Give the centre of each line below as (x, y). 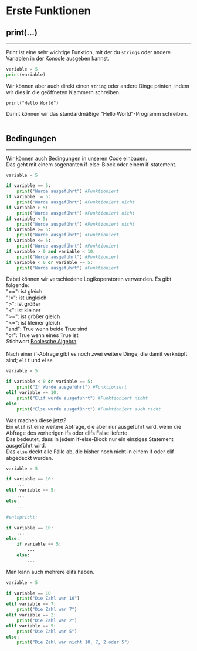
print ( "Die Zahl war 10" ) (48, 599)
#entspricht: (22, 517)
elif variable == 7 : (31, 604)
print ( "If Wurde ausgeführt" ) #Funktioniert (72, 387)
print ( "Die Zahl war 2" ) (47, 620)
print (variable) (26, 75)
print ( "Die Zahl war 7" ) (47, 610)
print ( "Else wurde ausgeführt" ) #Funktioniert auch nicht (89, 409)
